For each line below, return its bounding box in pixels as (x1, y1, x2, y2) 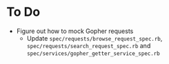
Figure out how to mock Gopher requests (16, 27, 134, 35)
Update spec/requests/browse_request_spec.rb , (26, 34, 163, 42)
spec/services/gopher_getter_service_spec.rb (26, 50, 160, 57)
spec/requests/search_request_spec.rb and (26, 41, 151, 50)
